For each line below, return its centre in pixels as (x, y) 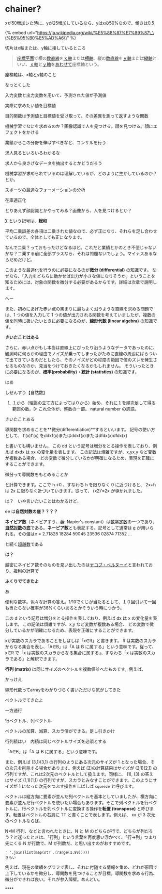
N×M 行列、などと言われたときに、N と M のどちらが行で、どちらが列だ (77, 831)
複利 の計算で (26, 571)
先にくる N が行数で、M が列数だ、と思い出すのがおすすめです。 (69, 843)
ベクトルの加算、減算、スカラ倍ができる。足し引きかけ (60, 731)
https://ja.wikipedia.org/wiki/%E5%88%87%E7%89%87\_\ (96, 33)
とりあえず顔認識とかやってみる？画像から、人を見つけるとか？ (68, 210)
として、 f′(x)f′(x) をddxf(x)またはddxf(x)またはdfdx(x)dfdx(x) (66, 435)
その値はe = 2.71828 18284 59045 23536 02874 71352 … (75, 534)
